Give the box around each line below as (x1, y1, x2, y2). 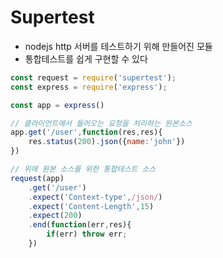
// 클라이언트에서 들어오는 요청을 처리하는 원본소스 (10, 118, 193, 128)
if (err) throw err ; (46, 229, 128, 240)
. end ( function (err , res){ (28, 220, 132, 230)
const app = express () (10, 100, 105, 110)
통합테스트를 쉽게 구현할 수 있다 (24, 52, 148, 65)
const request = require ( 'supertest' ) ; (10, 72, 177, 83)
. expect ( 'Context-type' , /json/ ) (28, 192, 163, 202)
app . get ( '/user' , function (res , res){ (10, 127, 163, 138)
